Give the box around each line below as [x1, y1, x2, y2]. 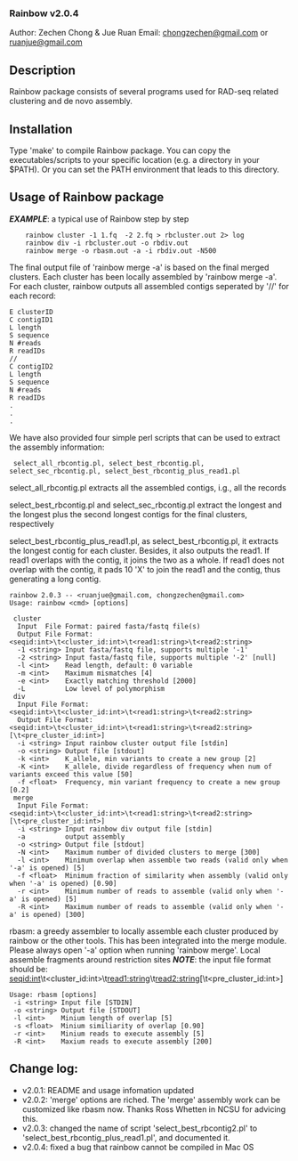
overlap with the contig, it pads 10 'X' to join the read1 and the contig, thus [9, 564, 281, 574]
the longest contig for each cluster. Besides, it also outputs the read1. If [9, 545, 270, 556]
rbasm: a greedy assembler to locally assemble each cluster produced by [9, 925, 278, 937]
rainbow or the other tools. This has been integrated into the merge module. [9, 935, 287, 946]
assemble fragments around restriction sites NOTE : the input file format [9, 954, 271, 964]
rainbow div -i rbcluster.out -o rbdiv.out [25, 239, 189, 248]
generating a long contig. [9, 573, 101, 584]
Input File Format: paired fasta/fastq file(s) [17, 621, 201, 630]
